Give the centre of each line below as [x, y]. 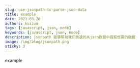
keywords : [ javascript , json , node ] [42, 33]
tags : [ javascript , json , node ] [38, 28]
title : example [21, 14]
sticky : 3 [15, 46]
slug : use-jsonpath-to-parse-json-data [46, 10]
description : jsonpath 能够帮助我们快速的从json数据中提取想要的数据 [70, 37]
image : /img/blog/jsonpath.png [37, 42]
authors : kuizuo [22, 23]
